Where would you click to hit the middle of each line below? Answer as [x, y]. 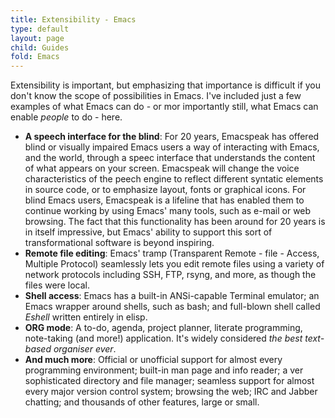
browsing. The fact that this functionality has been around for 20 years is [175, 222]
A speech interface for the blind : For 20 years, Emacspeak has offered [172, 137]
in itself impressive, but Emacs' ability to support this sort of [148, 232]
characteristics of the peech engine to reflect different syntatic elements [174, 179]
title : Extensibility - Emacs [73, 19]
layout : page [37, 38]
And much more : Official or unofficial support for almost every [153, 360]
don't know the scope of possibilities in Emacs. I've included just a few [156, 96]
